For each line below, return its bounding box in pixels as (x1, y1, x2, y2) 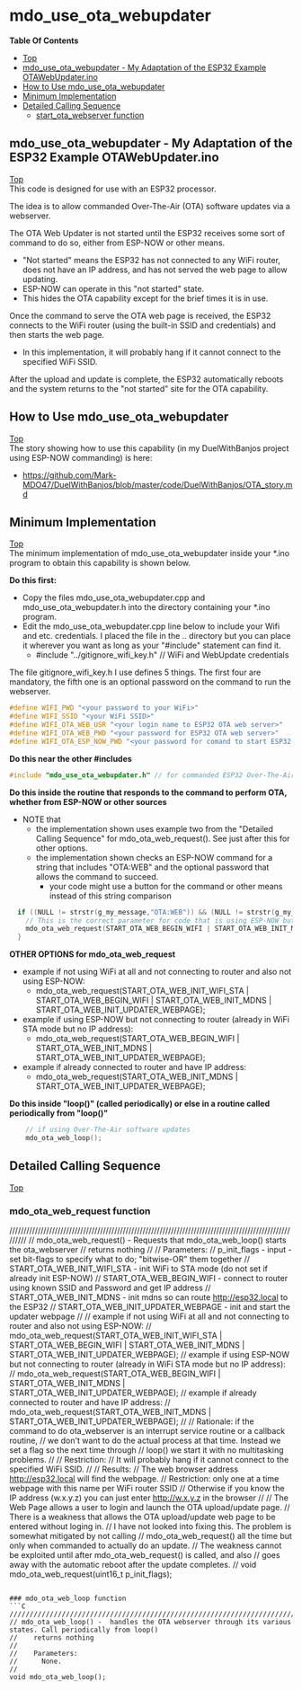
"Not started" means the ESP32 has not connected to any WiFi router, (22, 254, 281, 265)
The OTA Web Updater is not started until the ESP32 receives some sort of (9, 227, 286, 238)
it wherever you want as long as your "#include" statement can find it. (22, 640, 281, 651)
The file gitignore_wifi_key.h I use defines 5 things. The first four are (9, 667, 262, 678)
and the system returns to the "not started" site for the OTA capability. (9, 383, 269, 394)
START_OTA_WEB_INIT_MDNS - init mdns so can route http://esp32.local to (9, 1291, 289, 1303)
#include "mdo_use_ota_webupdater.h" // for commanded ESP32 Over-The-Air (9, 770, 296, 780)
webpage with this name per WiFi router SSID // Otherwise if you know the (9, 1482, 285, 1493)
